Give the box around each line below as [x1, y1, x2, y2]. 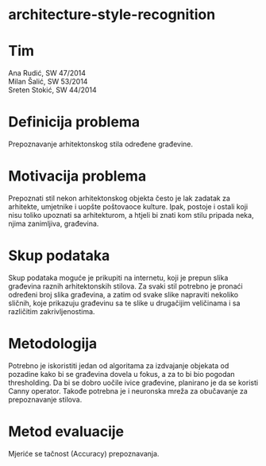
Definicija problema [8, 113, 141, 131]
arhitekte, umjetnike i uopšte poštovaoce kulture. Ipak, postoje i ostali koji [8, 202, 249, 212]
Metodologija [8, 335, 98, 353]
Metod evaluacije [8, 423, 125, 441]
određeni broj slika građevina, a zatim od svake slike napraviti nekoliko [8, 289, 239, 299]
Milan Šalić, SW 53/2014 [8, 77, 88, 87]
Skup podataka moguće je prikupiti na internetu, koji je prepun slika [8, 273, 229, 282]
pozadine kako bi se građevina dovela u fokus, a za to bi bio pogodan [8, 369, 236, 379]
